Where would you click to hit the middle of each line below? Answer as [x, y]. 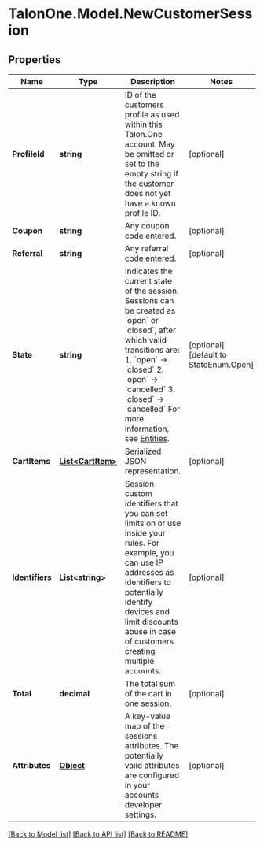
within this [143, 124]
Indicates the [148, 271]
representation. [153, 471]
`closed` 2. [144, 369]
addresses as [149, 572]
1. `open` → [146, 360]
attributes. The [152, 746]
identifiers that [151, 503]
